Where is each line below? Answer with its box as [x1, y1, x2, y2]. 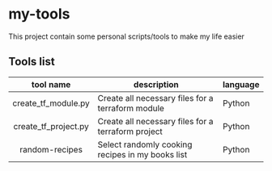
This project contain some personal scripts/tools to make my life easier [8, 31, 245, 41]
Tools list [8, 55, 55, 69]
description [133, 78, 180, 90]
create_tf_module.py [12, 98, 91, 109]
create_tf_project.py [13, 120, 89, 131]
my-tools [8, 5, 70, 23]
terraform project [97, 126, 164, 137]
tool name [31, 78, 71, 90]
